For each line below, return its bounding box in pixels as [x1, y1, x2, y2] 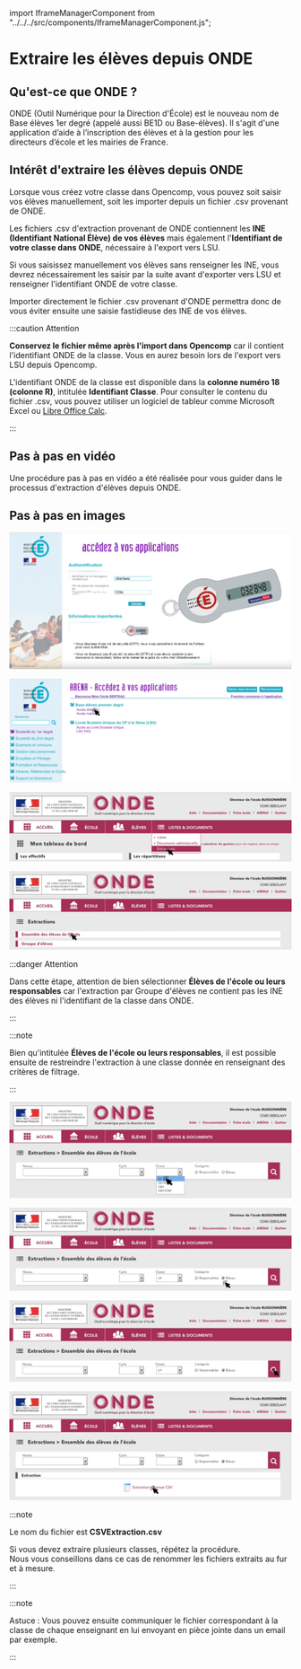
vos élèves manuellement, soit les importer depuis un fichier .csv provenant [9, 196, 288, 206]
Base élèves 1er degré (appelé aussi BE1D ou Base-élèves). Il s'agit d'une [9, 118, 279, 128]
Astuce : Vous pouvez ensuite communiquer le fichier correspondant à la [9, 1615, 279, 1626]
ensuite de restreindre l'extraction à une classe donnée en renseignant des [9, 1057, 286, 1067]
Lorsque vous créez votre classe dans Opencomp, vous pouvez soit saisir [9, 186, 282, 197]
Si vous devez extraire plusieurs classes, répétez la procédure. [9, 1544, 241, 1555]
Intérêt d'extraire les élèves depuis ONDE [9, 163, 244, 178]
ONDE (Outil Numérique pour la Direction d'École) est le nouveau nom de [9, 108, 279, 119]
